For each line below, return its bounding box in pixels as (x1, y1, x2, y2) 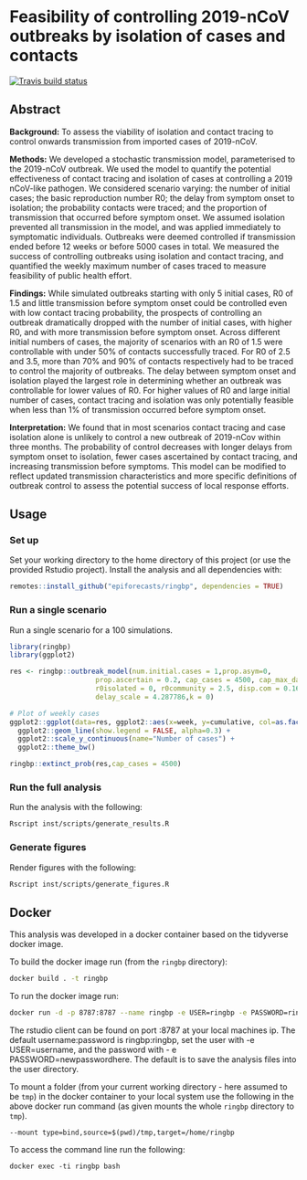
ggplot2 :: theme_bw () (17, 743, 96, 753)
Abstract (9, 102, 61, 118)
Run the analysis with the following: (9, 802, 143, 813)
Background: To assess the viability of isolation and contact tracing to (9, 126, 274, 137)
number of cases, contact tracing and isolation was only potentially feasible (9, 395, 294, 406)
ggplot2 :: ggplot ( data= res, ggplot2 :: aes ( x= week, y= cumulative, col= (9, 717, 276, 727)
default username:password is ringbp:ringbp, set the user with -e (9, 1035, 255, 1046)
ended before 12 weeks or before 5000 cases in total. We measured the (9, 240, 280, 252)
